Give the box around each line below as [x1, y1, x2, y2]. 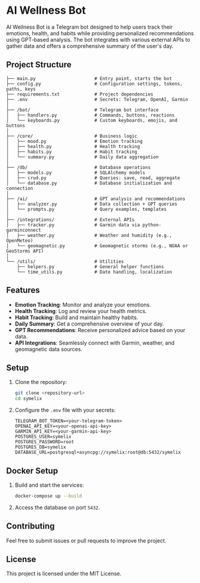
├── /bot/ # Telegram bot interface [6, 107, 159, 113]
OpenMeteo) [6, 237, 33, 244]
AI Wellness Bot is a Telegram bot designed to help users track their [6, 23, 173, 30]
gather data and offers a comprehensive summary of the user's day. [6, 42, 174, 50]
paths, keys [6, 86, 36, 92]
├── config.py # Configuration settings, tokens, [6, 81, 183, 87]
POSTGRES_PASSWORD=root [14, 439, 75, 445]
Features [6, 285, 40, 296]
